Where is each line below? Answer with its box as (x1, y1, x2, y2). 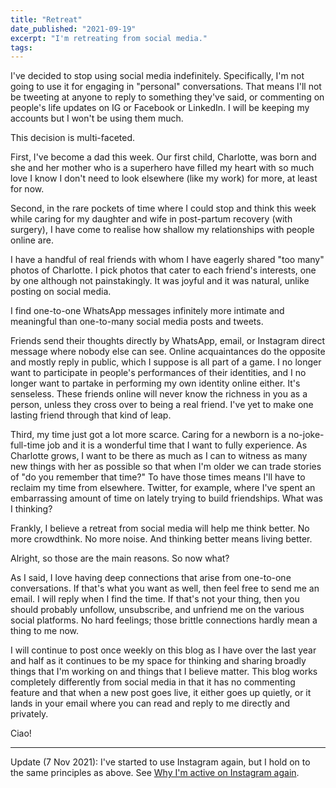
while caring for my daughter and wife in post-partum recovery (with (10, 213, 293, 225)
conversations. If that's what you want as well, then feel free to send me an (10, 582, 320, 595)
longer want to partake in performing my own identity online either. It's (10, 377, 301, 390)
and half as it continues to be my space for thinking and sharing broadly (10, 655, 307, 667)
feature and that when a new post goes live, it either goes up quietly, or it (10, 687, 312, 699)
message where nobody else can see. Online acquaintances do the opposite (10, 346, 326, 358)
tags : (10, 42, 33, 53)
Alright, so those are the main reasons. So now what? (10, 552, 230, 565)
